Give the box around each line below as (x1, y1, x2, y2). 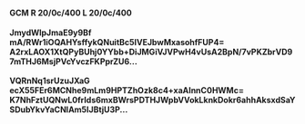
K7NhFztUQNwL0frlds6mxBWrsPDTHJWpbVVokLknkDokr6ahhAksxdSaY (9, 95, 296, 106)
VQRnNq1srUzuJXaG (9, 75, 91, 86)
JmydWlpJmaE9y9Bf (9, 27, 92, 38)
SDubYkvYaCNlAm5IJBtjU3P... (9, 104, 128, 115)
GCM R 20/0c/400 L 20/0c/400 (9, 7, 132, 18)
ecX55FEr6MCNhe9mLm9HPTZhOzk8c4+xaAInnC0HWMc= (9, 85, 244, 96)
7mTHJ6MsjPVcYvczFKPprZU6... (9, 56, 138, 67)
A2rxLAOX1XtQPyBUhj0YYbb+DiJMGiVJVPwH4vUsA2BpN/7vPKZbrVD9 (9, 46, 293, 58)
